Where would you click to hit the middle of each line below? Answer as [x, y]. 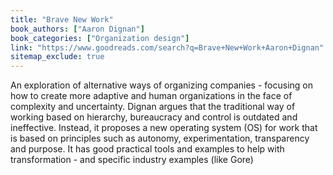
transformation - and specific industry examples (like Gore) [132, 160]
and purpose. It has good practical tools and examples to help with [147, 149]
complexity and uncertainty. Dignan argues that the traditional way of [153, 107]
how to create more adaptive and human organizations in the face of [151, 96]
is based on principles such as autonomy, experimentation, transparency [160, 138]
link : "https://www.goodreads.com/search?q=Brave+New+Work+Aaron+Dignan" [167, 47]
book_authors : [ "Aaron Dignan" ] [77, 29]
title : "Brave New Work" [62, 19]
